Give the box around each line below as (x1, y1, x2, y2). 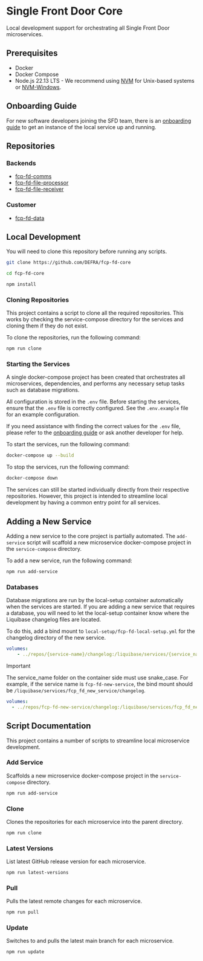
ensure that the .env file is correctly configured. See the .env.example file (6, 405, 188, 412)
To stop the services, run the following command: (6, 463, 130, 471)
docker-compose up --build (6, 452, 74, 458)
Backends (6, 159, 36, 167)
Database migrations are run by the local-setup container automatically (6, 597, 184, 604)
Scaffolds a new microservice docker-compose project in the (6, 772, 159, 779)
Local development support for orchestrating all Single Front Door (6, 24, 170, 31)
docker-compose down (6, 475, 59, 481)
